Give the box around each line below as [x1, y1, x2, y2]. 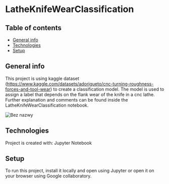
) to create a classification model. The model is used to [50, 86, 164, 92]
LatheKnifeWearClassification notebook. [5, 102, 89, 108]
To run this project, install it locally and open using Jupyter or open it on [5, 167, 155, 174]
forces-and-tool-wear [5, 86, 51, 92]
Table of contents [5, 24, 62, 32]
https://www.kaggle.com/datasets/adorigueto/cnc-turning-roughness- [7, 80, 154, 86]
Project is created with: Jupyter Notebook [5, 140, 92, 146]
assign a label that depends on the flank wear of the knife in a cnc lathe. [5, 91, 155, 98]
